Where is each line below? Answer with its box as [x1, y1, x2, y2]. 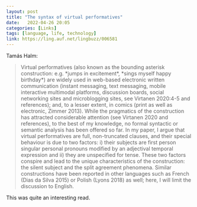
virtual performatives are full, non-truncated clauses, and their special [20, 133, 192, 139]
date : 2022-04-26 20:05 [6, 19, 70, 25]
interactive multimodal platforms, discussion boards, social [20, 89, 164, 96]
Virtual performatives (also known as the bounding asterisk [20, 64, 165, 71]
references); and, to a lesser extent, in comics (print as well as [20, 101, 173, 108]
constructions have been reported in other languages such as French [20, 170, 189, 177]
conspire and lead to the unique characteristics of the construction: [20, 157, 185, 165]
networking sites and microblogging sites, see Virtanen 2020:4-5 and [20, 95, 190, 102]
